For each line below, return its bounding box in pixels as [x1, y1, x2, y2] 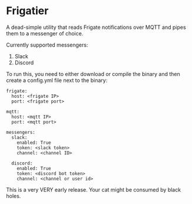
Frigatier [6, 4, 49, 18]
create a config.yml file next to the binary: [6, 77, 108, 84]
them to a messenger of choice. [6, 29, 84, 37]
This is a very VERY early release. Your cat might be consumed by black [6, 186, 181, 193]
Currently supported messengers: [6, 41, 88, 48]
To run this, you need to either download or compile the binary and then [6, 70, 181, 77]
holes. [6, 192, 21, 199]
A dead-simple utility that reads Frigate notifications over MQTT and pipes [6, 24, 187, 31]
